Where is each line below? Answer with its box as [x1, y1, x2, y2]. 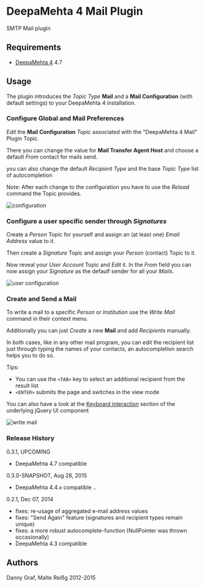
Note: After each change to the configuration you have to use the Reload [6, 183, 190, 190]
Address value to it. [6, 237, 55, 245]
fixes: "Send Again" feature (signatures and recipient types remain [15, 514, 183, 521]
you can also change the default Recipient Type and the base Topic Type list [6, 165, 199, 172]
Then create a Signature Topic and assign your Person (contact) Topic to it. [6, 249, 196, 256]
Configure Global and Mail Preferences [6, 114, 124, 123]
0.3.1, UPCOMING [6, 448, 51, 455]
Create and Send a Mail [6, 295, 76, 304]
